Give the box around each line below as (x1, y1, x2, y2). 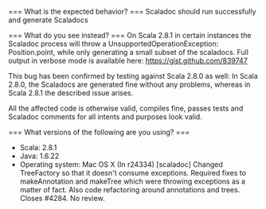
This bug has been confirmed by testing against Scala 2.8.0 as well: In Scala (8, 72, 259, 80)
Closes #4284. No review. (19, 194, 105, 203)
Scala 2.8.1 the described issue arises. (8, 88, 134, 98)
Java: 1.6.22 (19, 151, 60, 161)
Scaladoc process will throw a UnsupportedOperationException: (8, 39, 219, 48)
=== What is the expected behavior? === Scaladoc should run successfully (8, 7, 256, 16)
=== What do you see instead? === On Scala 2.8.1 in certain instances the (8, 31, 252, 40)
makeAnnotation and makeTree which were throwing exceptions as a (19, 176, 245, 186)
